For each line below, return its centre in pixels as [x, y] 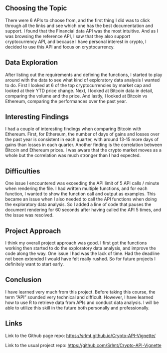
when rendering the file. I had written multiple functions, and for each [77, 188]
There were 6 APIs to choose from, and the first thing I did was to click [78, 20]
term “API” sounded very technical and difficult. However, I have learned [79, 297]
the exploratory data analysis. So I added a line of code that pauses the [78, 204]
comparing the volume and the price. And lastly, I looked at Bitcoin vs [76, 96]
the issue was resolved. [29, 215]
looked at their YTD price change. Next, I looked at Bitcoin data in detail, [79, 90]
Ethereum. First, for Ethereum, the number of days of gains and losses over [82, 134]
